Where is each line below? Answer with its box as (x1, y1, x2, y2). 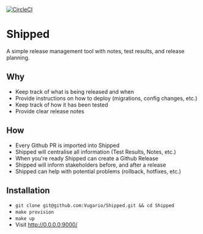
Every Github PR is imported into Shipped (15, 142, 120, 149)
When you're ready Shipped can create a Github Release (15, 154, 159, 162)
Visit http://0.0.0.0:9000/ (15, 221, 78, 228)
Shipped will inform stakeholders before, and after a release (15, 161, 166, 168)
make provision (15, 209, 54, 216)
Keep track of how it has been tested (15, 101, 108, 108)
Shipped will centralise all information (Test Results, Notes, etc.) (15, 148, 176, 156)
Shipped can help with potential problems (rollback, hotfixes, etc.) (15, 167, 182, 175)
